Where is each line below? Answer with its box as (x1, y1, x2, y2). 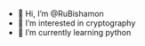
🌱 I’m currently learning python (17, 27, 132, 37)
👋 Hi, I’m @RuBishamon (17, 9, 104, 19)
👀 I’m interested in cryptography (17, 18, 136, 28)
